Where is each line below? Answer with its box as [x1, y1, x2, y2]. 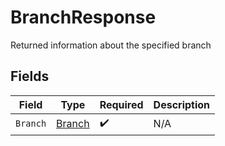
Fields [10, 68, 50, 85]
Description [153, 97, 211, 111]
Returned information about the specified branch [10, 39, 212, 51]
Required [99, 97, 144, 111]
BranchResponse [10, 6, 157, 29]
